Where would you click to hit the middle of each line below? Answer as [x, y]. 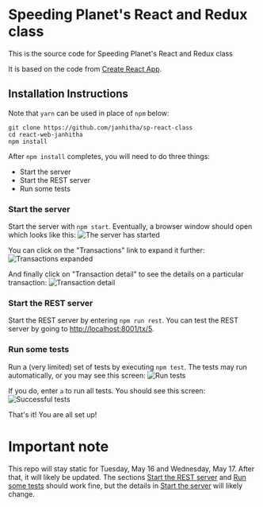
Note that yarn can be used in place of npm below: [89, 113]
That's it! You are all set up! [53, 414]
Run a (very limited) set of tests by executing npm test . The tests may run [128, 366]
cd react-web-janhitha [46, 134]
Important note [59, 446]
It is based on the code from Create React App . [85, 68]
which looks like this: [42, 235]
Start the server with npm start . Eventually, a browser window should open [130, 226]
